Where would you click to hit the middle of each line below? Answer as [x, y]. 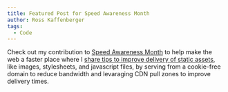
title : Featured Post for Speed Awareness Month [78, 13]
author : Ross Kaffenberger [46, 20]
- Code [23, 33]
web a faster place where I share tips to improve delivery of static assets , [111, 60]
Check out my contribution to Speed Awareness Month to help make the [110, 52]
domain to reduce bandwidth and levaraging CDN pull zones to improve [109, 74]
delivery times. [28, 81]
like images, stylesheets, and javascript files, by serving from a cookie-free [114, 67]
